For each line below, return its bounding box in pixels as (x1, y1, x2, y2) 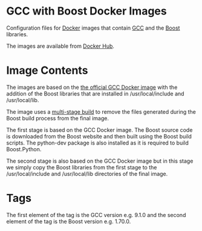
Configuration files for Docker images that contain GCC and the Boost (6, 24, 180, 31)
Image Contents (6, 63, 88, 77)
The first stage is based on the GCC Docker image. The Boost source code (6, 126, 193, 134)
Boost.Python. (6, 145, 42, 152)
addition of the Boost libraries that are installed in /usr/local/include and (6, 89, 184, 97)
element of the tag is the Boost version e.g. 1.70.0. (6, 218, 131, 225)
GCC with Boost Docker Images (6, 4, 168, 18)
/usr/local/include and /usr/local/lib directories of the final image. (6, 170, 168, 177)
